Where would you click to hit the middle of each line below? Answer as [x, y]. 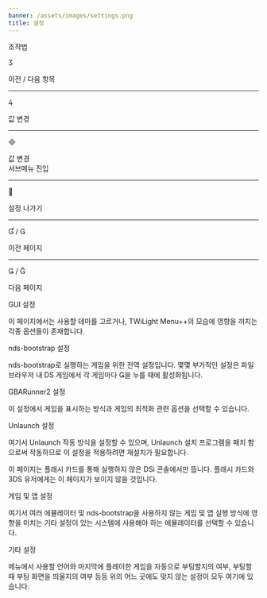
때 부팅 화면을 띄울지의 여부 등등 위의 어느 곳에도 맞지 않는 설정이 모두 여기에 [127, 576]
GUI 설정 [22, 304]
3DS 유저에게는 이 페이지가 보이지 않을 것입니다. [83, 479]
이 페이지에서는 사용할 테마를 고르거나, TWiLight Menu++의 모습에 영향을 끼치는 [133, 321]
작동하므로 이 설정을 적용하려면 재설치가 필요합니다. [109, 452]
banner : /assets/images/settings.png [71, 15]
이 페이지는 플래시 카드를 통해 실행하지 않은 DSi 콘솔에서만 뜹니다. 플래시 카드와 [131, 469]
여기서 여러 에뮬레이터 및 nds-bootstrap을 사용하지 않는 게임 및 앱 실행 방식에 [129, 512]
